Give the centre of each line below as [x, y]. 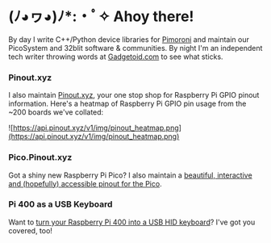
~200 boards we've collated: [56, 112]
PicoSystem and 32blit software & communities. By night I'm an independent [135, 48]
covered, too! [30, 230]
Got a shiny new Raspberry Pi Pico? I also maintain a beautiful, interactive [130, 175]
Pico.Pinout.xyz [40, 157]
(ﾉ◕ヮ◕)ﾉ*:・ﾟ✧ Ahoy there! [101, 17]
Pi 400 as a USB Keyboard [60, 204]
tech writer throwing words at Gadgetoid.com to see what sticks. [116, 57]
